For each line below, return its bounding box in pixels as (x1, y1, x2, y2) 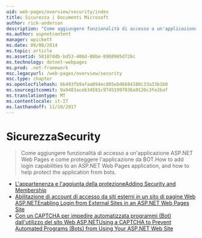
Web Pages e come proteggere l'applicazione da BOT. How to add (20, 156, 184, 163)
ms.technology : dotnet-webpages (6, 59, 87, 65)
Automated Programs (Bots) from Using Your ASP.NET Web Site (14, 225, 173, 232)
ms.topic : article (6, 48, 52, 54)
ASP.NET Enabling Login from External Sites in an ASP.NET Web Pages (14, 200, 189, 207)
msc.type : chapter (6, 76, 52, 82)
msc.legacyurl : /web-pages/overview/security (6, 70, 122, 76)
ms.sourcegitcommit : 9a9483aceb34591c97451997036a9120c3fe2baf (6, 87, 168, 93)
